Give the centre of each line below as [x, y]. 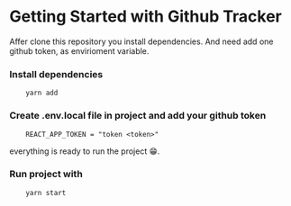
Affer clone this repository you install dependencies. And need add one [141, 41]
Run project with [46, 175]
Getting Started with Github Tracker [145, 17]
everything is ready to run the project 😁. [85, 151]
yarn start [46, 193]
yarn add [42, 93]
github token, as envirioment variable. [79, 50]
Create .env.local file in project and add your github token [138, 116]
